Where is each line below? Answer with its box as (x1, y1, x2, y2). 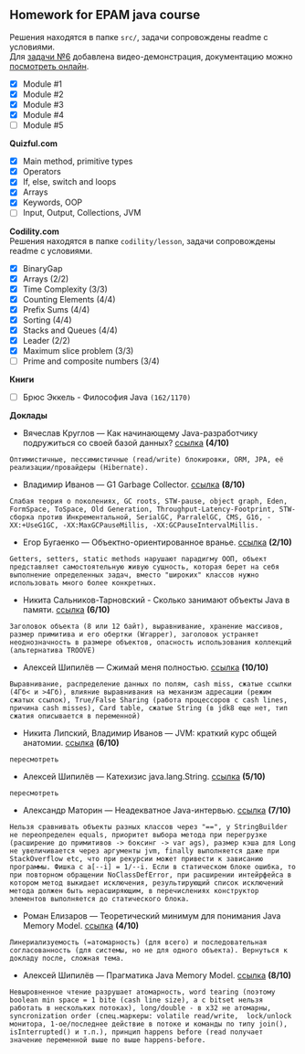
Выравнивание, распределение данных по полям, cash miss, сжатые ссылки (9, 680, 292, 689)
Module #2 (22, 89, 64, 100)
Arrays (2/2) (22, 273, 69, 284)
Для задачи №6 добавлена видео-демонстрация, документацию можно (9, 50, 293, 62)
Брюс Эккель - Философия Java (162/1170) (22, 392, 192, 403)
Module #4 (22, 110, 65, 120)
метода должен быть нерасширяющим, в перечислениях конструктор (9, 887, 259, 896)
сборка (9, 513, 35, 522)
